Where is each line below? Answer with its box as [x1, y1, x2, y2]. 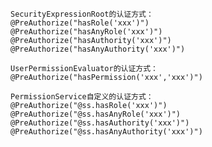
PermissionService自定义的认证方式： [10, 92, 154, 102]
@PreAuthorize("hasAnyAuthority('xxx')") [10, 44, 186, 54]
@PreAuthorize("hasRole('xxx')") [10, 18, 150, 28]
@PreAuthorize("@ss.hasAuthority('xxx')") [10, 118, 190, 128]
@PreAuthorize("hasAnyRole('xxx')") [10, 27, 163, 37]
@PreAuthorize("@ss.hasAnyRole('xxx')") [10, 109, 182, 119]
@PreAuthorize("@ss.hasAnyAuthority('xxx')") [10, 127, 203, 137]
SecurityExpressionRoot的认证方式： [10, 9, 154, 19]
